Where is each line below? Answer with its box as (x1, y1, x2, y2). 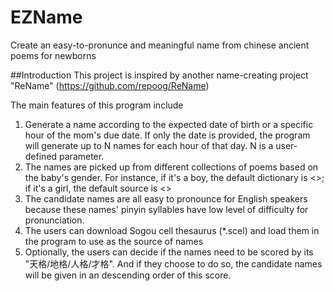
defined (24, 150, 58, 162)
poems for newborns (10, 49, 97, 61)
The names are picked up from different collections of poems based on (24, 161, 319, 173)
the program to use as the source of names (24, 235, 204, 247)
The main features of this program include (10, 99, 184, 111)
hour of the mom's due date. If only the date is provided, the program (24, 129, 311, 141)
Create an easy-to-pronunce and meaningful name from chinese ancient (10, 39, 310, 51)
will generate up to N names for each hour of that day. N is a (24, 139, 274, 151)
